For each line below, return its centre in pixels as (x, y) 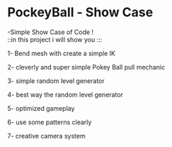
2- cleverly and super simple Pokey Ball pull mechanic (86, 67)
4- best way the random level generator (65, 94)
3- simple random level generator (56, 81)
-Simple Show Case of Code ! (51, 32)
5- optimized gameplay (41, 108)
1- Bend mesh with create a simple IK (61, 53)
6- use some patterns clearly (50, 122)
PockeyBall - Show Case (80, 12)
